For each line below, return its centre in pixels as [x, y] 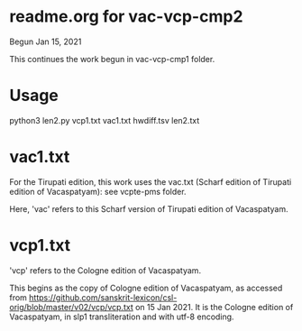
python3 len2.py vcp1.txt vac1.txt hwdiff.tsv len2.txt [105, 120]
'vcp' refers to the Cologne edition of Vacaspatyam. [105, 270]
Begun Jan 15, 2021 [46, 41]
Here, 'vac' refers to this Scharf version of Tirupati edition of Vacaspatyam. [149, 208]
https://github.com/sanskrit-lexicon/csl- [103, 297]
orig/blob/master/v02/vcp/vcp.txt [71, 307]
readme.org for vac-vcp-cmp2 [126, 17]
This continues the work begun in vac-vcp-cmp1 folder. [112, 59]
